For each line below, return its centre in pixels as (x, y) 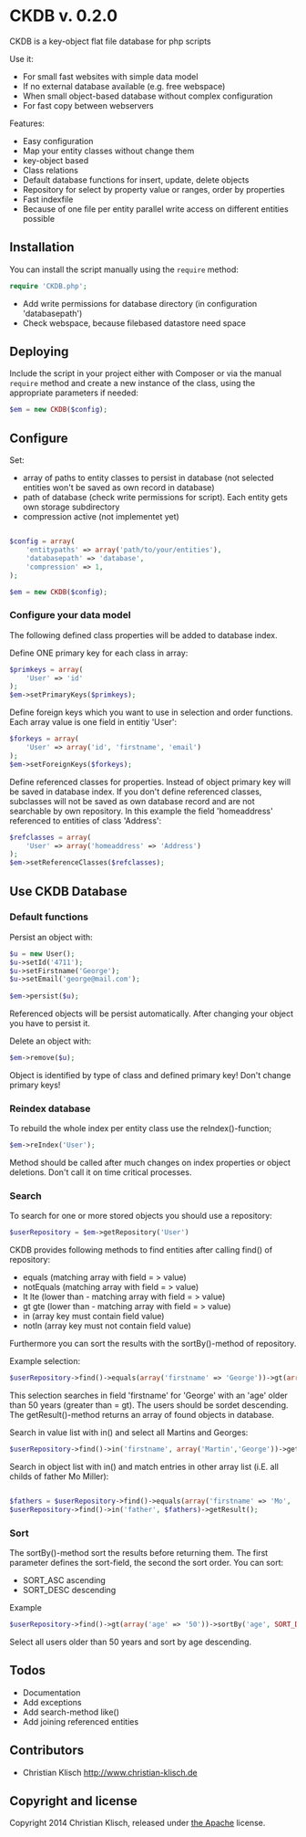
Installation (42, 247)
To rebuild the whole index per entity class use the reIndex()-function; (141, 1128)
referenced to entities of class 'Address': (86, 820)
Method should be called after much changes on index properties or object (150, 1163)
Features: (27, 123)
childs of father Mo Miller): (59, 1476)
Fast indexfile (48, 199)
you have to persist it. (50, 1023)
